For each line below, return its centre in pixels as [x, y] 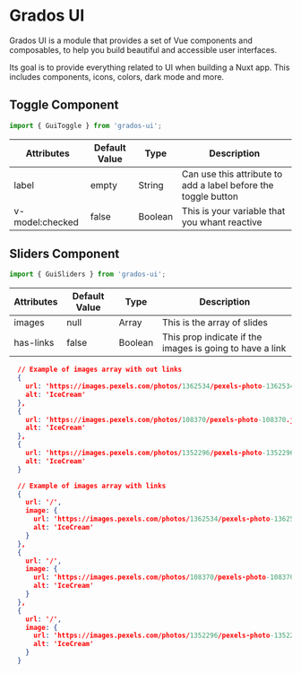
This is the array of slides [215, 323]
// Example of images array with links [92, 486]
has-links [34, 343]
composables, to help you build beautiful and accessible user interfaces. [143, 49]
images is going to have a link [224, 349]
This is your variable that [234, 211]
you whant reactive [222, 222]
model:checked [46, 222]
